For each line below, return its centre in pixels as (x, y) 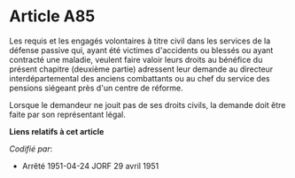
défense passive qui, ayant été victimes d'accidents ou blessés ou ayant (141, 50)
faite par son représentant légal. (68, 114)
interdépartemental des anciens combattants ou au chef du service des (140, 78)
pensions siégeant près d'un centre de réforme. (96, 88)
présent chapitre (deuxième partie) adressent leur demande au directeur (141, 69)
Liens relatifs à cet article (57, 131)
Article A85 (52, 16)
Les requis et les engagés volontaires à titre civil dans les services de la (140, 41)
